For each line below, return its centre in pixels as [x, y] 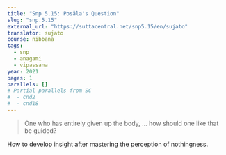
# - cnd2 [22, 98]
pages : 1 [20, 78]
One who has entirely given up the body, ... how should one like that [121, 123]
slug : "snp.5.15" [32, 20]
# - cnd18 [23, 104]
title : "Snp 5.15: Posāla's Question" [63, 13]
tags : [15, 46]
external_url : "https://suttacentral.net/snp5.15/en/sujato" [98, 26]
